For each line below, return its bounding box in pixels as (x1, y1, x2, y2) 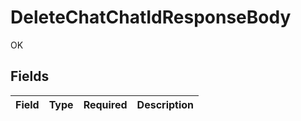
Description (136, 97, 195, 111)
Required (83, 97, 128, 111)
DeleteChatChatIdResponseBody (10, 6, 292, 29)
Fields (10, 68, 50, 85)
